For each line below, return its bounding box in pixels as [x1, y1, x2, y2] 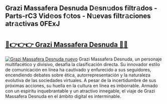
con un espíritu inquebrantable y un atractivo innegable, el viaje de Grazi [5, 88, 155, 94]
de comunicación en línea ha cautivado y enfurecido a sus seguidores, [5, 67, 151, 72]
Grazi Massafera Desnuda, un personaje [78, 56, 162, 62]
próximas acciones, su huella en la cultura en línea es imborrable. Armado [5, 82, 158, 88]
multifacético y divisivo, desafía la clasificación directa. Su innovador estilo [5, 61, 160, 67]
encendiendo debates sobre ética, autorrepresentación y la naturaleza [5, 72, 150, 78]
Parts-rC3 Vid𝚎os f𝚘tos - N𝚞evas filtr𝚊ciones [5, 12, 151, 20]
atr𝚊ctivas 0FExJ [5, 19, 60, 28]
